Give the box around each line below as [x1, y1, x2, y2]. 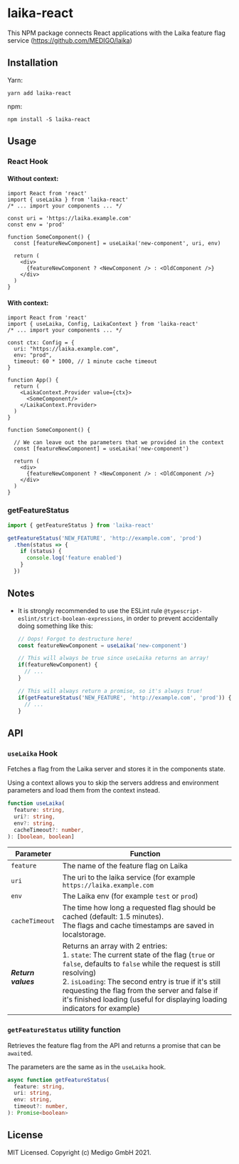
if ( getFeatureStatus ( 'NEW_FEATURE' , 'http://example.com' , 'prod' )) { [17, 694, 232, 701]
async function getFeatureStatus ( [7, 1076, 110, 1083]
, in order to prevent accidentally [123, 614, 218, 622]
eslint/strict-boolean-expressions [17, 615, 124, 622]
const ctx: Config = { [7, 339, 75, 346]
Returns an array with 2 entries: [62, 941, 168, 951]
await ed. [7, 1049, 33, 1057]
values [11, 977, 35, 987]
